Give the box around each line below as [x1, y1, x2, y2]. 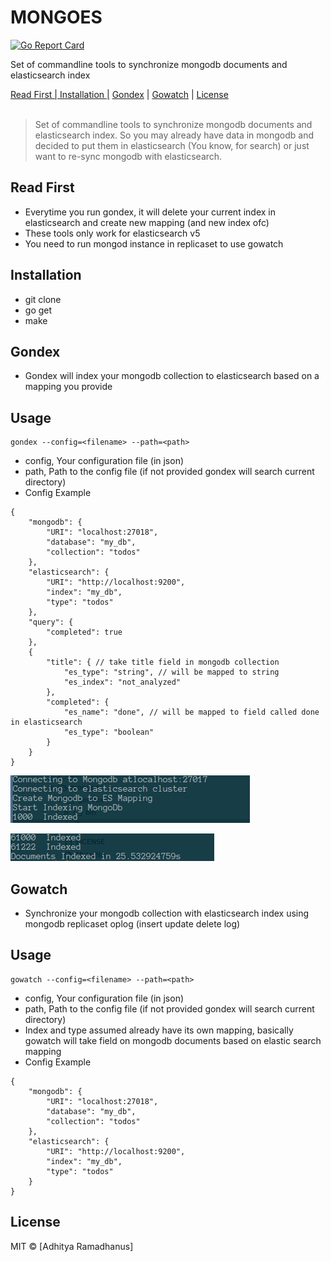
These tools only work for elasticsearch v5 [24, 227, 201, 239]
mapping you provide [24, 381, 113, 393]
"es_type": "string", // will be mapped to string [63, 667, 280, 678]
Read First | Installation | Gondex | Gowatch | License [10, 88, 229, 100]
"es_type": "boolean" [63, 727, 155, 738]
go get [24, 304, 53, 316]
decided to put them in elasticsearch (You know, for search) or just [34, 139, 310, 151]
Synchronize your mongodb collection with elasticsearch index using [24, 907, 310, 919]
